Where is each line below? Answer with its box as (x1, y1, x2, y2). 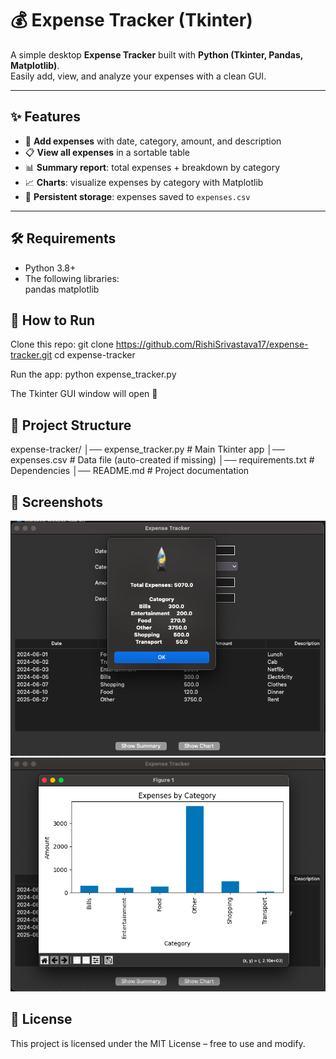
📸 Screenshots (10, 493, 104, 511)
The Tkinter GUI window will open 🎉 (10, 388, 158, 400)
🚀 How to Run (10, 312, 96, 329)
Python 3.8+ (24, 262, 77, 274)
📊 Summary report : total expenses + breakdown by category (24, 161, 281, 173)
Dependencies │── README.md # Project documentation (10, 465, 250, 477)
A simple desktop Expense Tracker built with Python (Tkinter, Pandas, (10, 48, 304, 61)
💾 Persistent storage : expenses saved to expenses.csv (24, 190, 251, 202)
